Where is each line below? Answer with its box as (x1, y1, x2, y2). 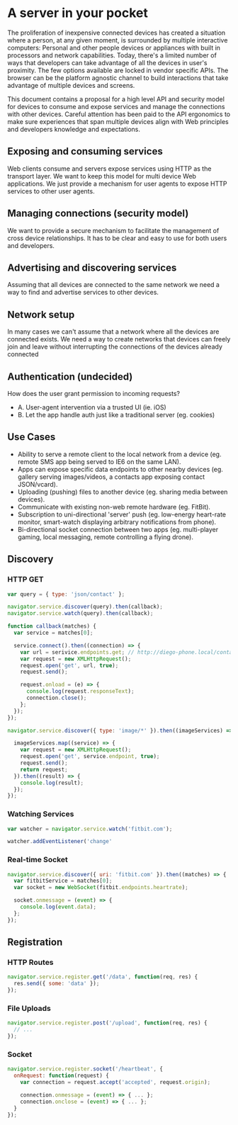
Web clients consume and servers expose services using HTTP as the (7, 164, 212, 173)
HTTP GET (7, 575, 44, 584)
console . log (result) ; (20, 779, 84, 786)
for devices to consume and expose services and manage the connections (7, 102, 225, 111)
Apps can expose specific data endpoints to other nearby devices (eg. (17, 465, 223, 473)
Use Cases (7, 431, 56, 443)
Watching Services (7, 809, 74, 819)
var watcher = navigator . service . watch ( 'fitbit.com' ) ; (7, 825, 173, 832)
